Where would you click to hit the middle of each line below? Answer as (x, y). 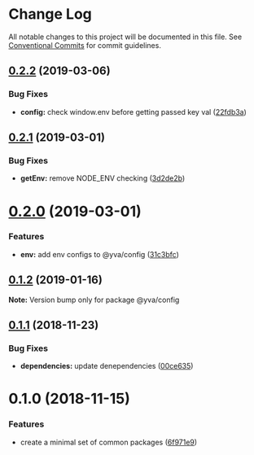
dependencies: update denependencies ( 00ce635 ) (107, 366)
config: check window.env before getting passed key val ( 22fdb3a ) (133, 112)
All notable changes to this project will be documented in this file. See (125, 37)
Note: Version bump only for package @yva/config (94, 300)
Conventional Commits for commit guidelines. (85, 45)
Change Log (50, 14)
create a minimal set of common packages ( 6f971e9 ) (109, 442)
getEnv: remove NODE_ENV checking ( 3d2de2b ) (103, 178)
